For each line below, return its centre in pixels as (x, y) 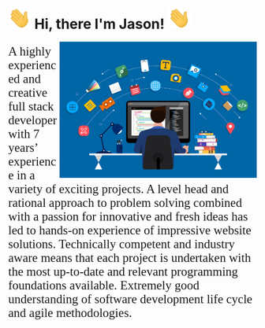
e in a (22, 175)
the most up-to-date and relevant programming (123, 272)
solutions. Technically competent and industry (121, 244)
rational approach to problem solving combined (125, 203)
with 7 (24, 134)
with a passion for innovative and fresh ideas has (128, 217)
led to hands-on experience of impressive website (130, 230)
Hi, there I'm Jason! (99, 24)
